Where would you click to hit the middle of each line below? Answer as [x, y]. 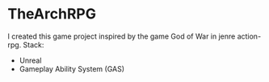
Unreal [30, 60]
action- [249, 36]
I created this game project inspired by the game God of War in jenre [122, 36]
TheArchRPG [52, 14]
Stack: [34, 44]
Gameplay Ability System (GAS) [72, 68]
